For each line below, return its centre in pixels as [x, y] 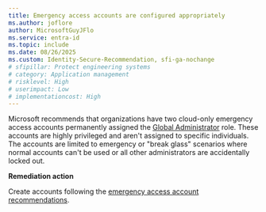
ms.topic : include [39, 45]
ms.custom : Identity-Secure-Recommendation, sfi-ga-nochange [112, 60]
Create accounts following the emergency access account [104, 191]
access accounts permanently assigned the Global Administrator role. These [133, 127]
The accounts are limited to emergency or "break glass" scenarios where [128, 144]
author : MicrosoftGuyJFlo [51, 30]
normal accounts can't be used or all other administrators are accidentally [129, 153]
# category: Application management [69, 74]
